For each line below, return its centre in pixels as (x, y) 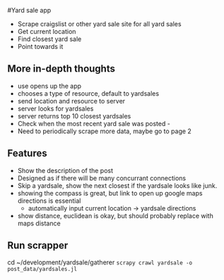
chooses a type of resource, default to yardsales (88, 93)
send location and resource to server (71, 101)
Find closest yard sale (49, 39)
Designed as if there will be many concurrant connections (101, 178)
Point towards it (40, 46)
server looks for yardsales (55, 108)
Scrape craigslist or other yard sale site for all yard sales (99, 24)
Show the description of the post (65, 170)
